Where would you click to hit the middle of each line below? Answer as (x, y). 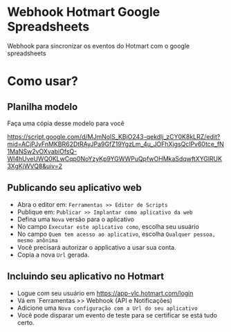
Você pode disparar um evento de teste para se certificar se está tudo (117, 315)
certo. (26, 322)
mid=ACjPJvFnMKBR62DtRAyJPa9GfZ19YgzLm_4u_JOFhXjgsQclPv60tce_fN (116, 144)
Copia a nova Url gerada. (53, 255)
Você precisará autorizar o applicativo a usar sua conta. (96, 247)
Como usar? (43, 81)
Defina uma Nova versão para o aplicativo (76, 219)
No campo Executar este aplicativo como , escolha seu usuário (108, 226)
